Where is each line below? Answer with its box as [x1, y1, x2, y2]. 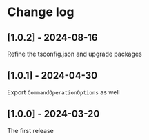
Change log [7, 4, 74, 20]
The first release [7, 126, 54, 134]
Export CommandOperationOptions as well [7, 88, 120, 97]
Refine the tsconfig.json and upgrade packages [7, 50, 143, 58]
